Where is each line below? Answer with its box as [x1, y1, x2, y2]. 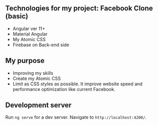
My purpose [5, 56, 45, 65]
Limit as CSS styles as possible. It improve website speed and [12, 81, 143, 87]
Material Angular [12, 30, 48, 37]
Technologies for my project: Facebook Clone [5, 4, 153, 13]
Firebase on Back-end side [12, 42, 70, 48]
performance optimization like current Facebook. [12, 86, 116, 92]
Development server [5, 101, 72, 110]
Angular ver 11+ [12, 25, 45, 32]
